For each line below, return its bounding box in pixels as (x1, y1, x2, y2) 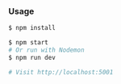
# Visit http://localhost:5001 (8, 68, 114, 76)
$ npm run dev (8, 53, 56, 61)
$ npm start (8, 39, 48, 47)
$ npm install (8, 24, 56, 32)
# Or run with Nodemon (8, 46, 85, 54)
